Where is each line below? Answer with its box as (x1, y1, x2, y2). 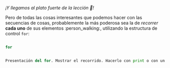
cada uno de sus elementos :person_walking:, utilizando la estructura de (5, 25, 158, 31)
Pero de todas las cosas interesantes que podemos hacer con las (5, 15, 143, 20)
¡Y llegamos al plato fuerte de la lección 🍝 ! (5, 5, 94, 11)
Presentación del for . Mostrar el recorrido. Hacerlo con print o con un (5, 58, 165, 63)
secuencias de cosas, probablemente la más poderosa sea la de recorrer (5, 20, 159, 26)
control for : (5, 31, 30, 36)
